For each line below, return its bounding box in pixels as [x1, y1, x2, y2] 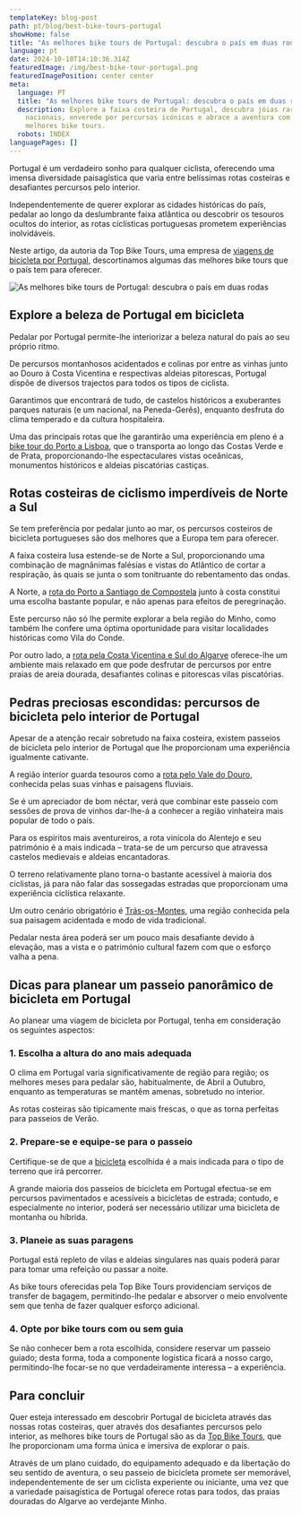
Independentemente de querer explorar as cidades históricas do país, [9, 199, 267, 210]
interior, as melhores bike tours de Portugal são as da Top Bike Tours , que [9, 1431, 282, 1441]
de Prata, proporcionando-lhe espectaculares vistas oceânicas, [9, 450, 244, 461]
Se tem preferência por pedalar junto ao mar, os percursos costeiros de [9, 524, 273, 534]
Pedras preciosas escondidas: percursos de [9, 695, 261, 710]
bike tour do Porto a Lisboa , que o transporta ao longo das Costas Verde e [9, 440, 284, 451]
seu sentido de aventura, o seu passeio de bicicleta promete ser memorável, [9, 1467, 292, 1477]
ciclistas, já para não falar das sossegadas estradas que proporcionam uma [9, 879, 288, 889]
